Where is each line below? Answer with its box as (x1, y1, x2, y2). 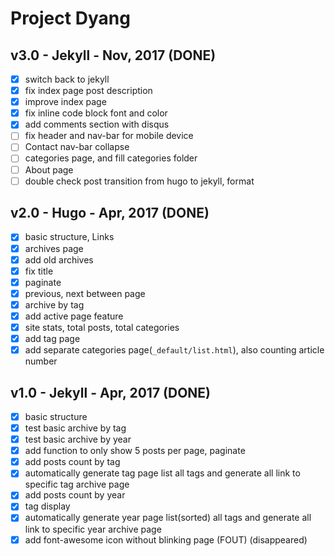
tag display (24, 500, 71, 512)
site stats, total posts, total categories (24, 321, 180, 333)
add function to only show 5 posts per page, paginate (24, 445, 246, 457)
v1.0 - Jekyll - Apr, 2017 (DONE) (10, 384, 212, 401)
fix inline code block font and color (24, 107, 168, 119)
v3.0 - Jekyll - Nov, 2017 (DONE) (10, 47, 217, 64)
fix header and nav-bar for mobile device (24, 130, 194, 142)
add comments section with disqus (24, 118, 170, 131)
